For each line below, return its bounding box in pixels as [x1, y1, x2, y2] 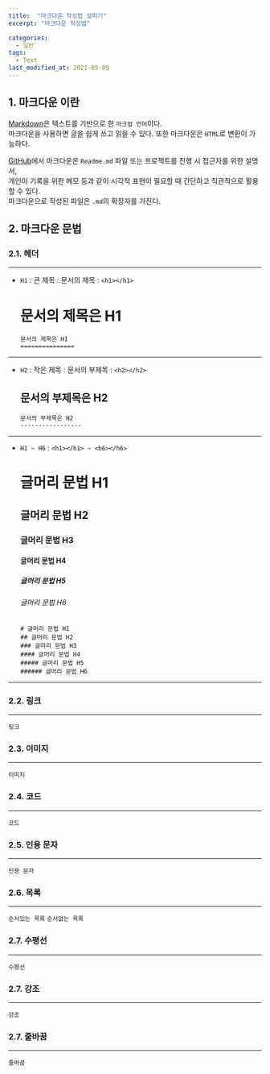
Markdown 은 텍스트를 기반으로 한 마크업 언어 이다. [8, 118, 163, 128]
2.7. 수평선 [8, 935, 47, 947]
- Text [15, 56, 38, 64]
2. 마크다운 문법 [8, 222, 82, 236]
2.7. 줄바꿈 [8, 1030, 47, 1042]
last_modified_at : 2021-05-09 [8, 64, 110, 73]
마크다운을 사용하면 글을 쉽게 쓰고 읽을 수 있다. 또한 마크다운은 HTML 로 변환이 [8, 128, 247, 138]
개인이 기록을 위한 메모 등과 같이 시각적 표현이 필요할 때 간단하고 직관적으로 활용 [8, 176, 260, 185]
